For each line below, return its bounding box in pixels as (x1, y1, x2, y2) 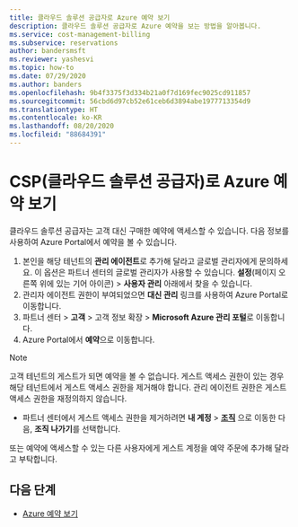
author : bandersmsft (9, 47, 87, 56)
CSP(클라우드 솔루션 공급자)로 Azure (9, 171, 270, 192)
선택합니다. (82, 423, 121, 434)
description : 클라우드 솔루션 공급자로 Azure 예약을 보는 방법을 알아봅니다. (9, 22, 262, 31)
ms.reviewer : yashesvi (9, 55, 94, 64)
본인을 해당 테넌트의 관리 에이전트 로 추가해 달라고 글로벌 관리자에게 (22, 255, 258, 266)
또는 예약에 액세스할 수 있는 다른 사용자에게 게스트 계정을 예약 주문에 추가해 (9, 442, 273, 453)
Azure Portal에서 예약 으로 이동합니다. (22, 334, 155, 345)
